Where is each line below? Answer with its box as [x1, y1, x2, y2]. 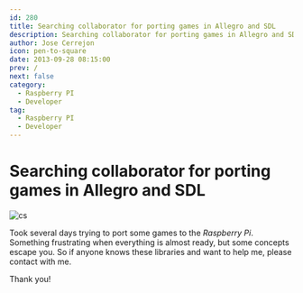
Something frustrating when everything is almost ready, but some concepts [9, 236, 290, 248]
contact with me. [9, 256, 72, 267]
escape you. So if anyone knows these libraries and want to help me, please [9, 246, 292, 257]
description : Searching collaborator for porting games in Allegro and [9, 30, 284, 39]
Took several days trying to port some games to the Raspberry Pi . [9, 227, 254, 238]
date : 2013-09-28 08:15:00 [9, 55, 111, 64]
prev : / [9, 64, 39, 73]
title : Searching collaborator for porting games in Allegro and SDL [9, 22, 277, 31]
